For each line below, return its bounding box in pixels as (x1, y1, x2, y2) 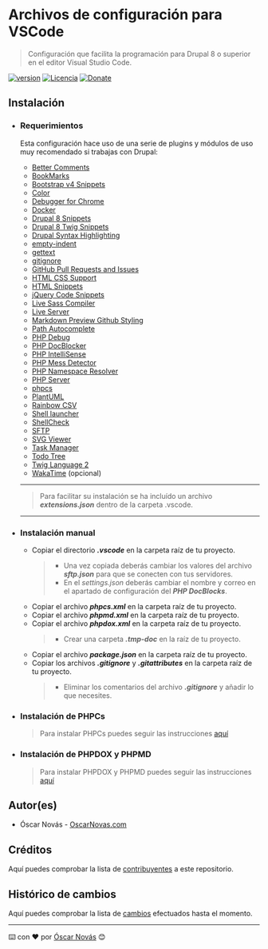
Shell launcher (31, 409, 80, 418)
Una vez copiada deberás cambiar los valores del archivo (63, 560, 253, 570)
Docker (31, 205, 56, 214)
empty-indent (31, 238, 77, 249)
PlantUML (31, 392, 65, 401)
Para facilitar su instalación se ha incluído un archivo (39, 491, 213, 500)
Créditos (8, 843, 53, 856)
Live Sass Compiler (31, 298, 96, 308)
